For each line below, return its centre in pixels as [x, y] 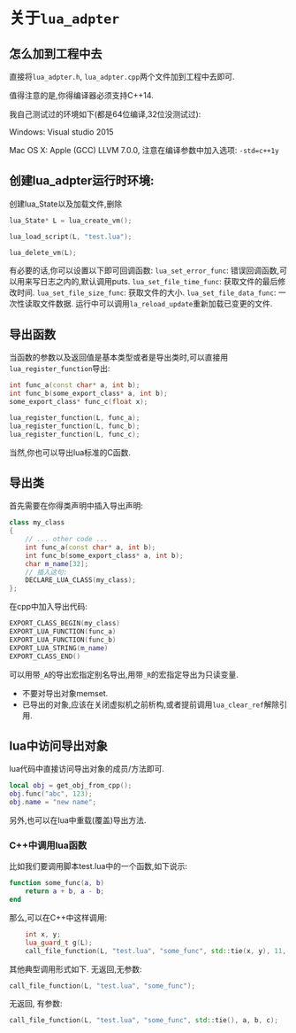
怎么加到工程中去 [56, 54]
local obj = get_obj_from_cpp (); [71, 786]
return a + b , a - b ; [65, 891]
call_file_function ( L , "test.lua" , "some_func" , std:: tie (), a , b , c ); [144, 1021]
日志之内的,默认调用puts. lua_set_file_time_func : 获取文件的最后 [159, 282]
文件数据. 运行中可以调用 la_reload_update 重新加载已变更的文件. [156, 304]
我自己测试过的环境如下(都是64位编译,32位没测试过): [105, 114]
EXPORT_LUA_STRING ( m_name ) [59, 648]
